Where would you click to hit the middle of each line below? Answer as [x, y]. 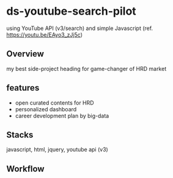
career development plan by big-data [62, 116]
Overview [25, 54]
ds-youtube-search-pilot [71, 11]
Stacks [20, 135]
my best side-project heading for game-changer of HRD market [86, 69]
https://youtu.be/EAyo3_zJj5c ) [44, 34]
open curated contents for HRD [54, 103]
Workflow [25, 169]
